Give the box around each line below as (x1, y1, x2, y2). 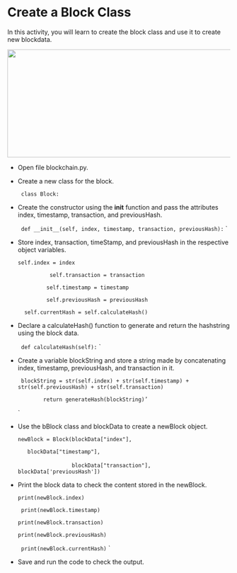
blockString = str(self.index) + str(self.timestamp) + (21, 377, 190, 385)
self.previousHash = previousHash (46, 296, 149, 303)
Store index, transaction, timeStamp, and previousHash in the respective (17, 238, 229, 246)
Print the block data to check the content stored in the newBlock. (17, 480, 207, 489)
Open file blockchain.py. (17, 163, 88, 171)
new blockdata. (7, 35, 52, 43)
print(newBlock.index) (17, 494, 85, 501)
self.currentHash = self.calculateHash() (24, 309, 149, 316)
